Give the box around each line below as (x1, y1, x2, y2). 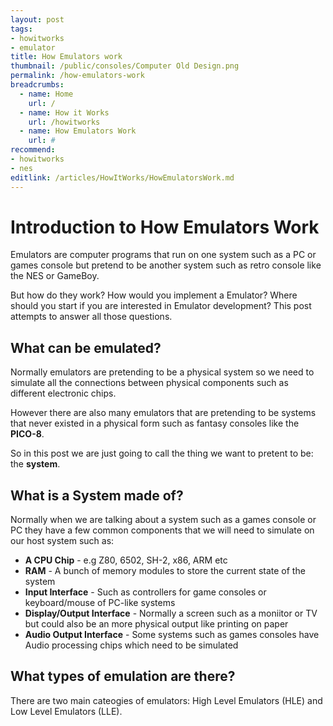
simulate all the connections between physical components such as (10, 377, 289, 389)
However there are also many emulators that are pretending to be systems (10, 407, 317, 419)
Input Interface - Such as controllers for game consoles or (24, 586, 267, 598)
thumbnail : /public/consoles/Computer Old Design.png (10, 61, 240, 71)
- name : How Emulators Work (19, 126, 137, 136)
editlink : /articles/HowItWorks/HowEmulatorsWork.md (10, 172, 235, 183)
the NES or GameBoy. (10, 270, 100, 282)
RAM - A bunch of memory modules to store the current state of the (24, 565, 306, 577)
